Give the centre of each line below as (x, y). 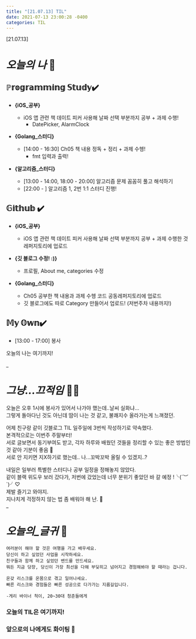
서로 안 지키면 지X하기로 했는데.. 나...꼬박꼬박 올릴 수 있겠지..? (77, 457)
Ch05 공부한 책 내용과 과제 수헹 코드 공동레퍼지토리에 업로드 (92, 296)
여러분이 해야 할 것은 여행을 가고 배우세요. (52, 548)
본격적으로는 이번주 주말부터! (39, 435)
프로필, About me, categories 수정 (63, 271)
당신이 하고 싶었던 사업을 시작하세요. (45, 554)
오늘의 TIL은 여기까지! (35, 612)
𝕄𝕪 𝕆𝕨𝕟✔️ (26, 323)
